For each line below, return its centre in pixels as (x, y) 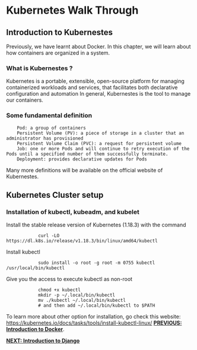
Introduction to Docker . (35, 329)
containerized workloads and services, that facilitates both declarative (92, 87)
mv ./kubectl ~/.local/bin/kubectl (82, 301)
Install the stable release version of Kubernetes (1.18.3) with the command (96, 225)
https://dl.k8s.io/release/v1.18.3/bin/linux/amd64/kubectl (82, 241)
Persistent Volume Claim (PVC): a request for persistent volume (99, 143)
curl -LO (49, 236)
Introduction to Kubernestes (59, 32)
